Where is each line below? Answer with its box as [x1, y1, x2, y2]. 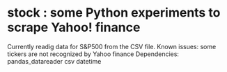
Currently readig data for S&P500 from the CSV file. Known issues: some [7, 42, 217, 51]
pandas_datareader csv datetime [7, 57, 102, 65]
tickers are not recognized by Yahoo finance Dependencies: [7, 50, 180, 58]
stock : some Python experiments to [7, 5, 221, 21]
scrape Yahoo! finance [7, 19, 141, 35]
